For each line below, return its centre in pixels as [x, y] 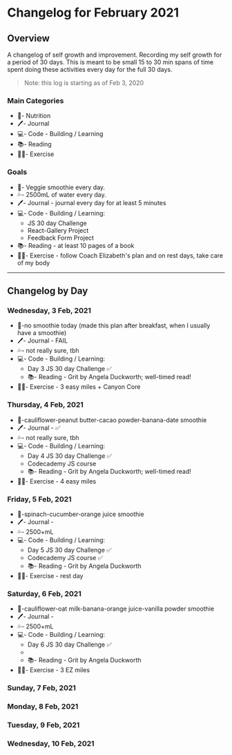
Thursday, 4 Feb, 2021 [46, 405]
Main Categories [36, 100]
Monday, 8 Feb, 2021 [43, 707]
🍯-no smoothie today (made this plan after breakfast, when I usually [114, 325]
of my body [33, 262]
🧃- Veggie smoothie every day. [61, 187]
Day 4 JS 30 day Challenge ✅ [70, 456]
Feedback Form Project [61, 238]
